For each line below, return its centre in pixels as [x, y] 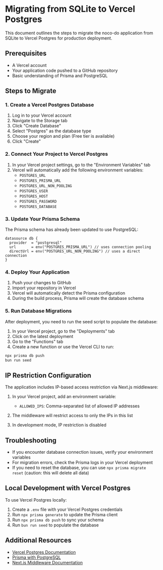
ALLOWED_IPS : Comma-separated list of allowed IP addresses [80, 406]
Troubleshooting [31, 440]
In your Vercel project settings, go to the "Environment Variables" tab [81, 165]
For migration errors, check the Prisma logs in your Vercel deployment [82, 462]
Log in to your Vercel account [42, 115]
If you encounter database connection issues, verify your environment [82, 452]
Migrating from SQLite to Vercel [70, 9]
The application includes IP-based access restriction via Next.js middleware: [81, 387]
